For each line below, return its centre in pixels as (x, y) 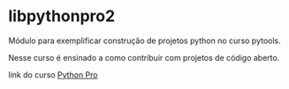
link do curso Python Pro (53, 74)
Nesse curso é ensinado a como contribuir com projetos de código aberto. (144, 57)
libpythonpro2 (62, 16)
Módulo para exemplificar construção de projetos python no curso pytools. (145, 41)
